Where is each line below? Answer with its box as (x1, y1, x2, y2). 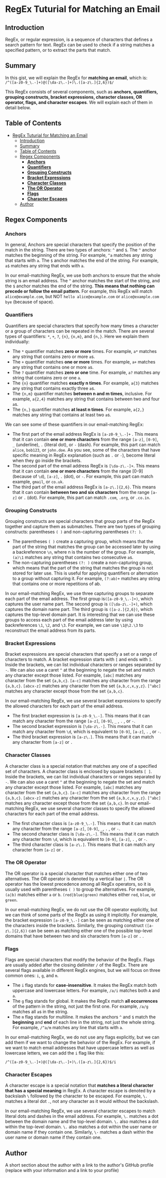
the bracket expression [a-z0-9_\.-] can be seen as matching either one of (5, 917, 160, 923)
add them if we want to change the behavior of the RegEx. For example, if (5, 1040, 156, 1046)
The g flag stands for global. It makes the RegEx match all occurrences (12, 998, 158, 1004)
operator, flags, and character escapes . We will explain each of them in (5, 99, 153, 105)
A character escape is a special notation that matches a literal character (5, 1082, 154, 1088)
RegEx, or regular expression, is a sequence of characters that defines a (5, 36, 153, 42)
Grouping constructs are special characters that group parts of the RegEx (5, 518, 155, 524)
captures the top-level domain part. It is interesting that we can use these (5, 611, 155, 617)
